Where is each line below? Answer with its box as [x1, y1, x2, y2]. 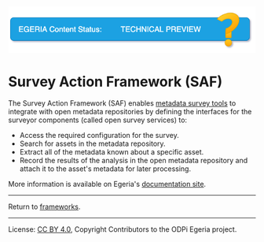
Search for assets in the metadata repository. [19, 139, 167, 148]
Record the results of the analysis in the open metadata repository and [19, 156, 248, 166]
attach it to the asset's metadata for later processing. [19, 164, 191, 173]
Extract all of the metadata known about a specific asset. [19, 147, 204, 157]
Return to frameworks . [8, 202, 81, 211]
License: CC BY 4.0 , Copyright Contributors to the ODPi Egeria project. [8, 225, 237, 234]
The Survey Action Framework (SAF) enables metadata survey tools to [8, 99, 236, 108]
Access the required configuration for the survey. [19, 131, 179, 140]
